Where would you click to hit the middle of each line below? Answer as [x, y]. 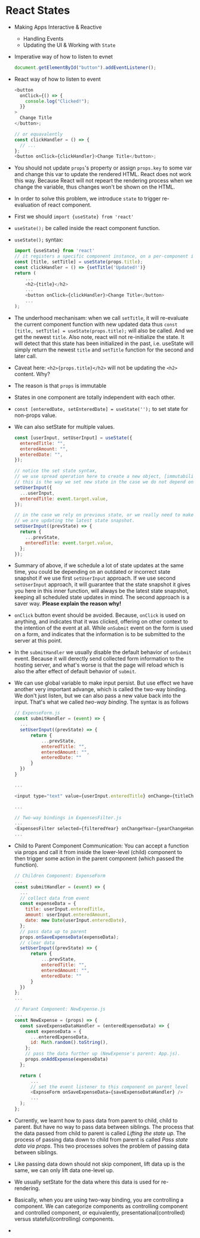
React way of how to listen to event [57, 79]
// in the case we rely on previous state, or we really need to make [104, 515]
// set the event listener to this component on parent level [109, 1087]
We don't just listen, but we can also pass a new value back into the [98, 696]
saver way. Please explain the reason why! [68, 604]
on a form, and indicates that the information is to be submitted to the [100, 634]
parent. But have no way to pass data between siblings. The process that [104, 1127]
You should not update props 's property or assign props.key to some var [103, 168]
